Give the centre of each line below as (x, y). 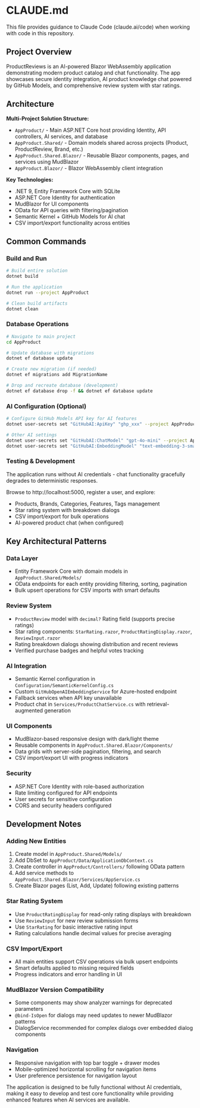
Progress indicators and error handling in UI (68, 974)
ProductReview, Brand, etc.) (49, 149)
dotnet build (22, 277)
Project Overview (39, 52)
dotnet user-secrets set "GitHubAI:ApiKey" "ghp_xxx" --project (87, 424)
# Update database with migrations (50, 353)
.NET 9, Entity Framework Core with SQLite (68, 191)
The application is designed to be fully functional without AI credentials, (94, 1087)
